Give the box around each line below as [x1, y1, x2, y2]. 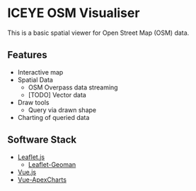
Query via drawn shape [28, 105, 97, 114]
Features [7, 49, 47, 61]
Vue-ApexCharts [17, 175, 67, 184]
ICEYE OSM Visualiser [7, 5, 140, 21]
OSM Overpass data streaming [28, 83, 118, 92]
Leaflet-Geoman [28, 160, 76, 168]
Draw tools [17, 98, 50, 107]
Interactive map [17, 67, 64, 76]
